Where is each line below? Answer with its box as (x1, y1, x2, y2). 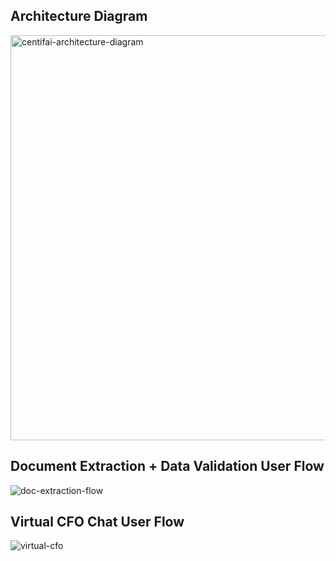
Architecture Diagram (10, 8, 148, 25)
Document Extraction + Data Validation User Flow (10, 458, 325, 475)
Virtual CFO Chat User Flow (10, 514, 185, 531)
